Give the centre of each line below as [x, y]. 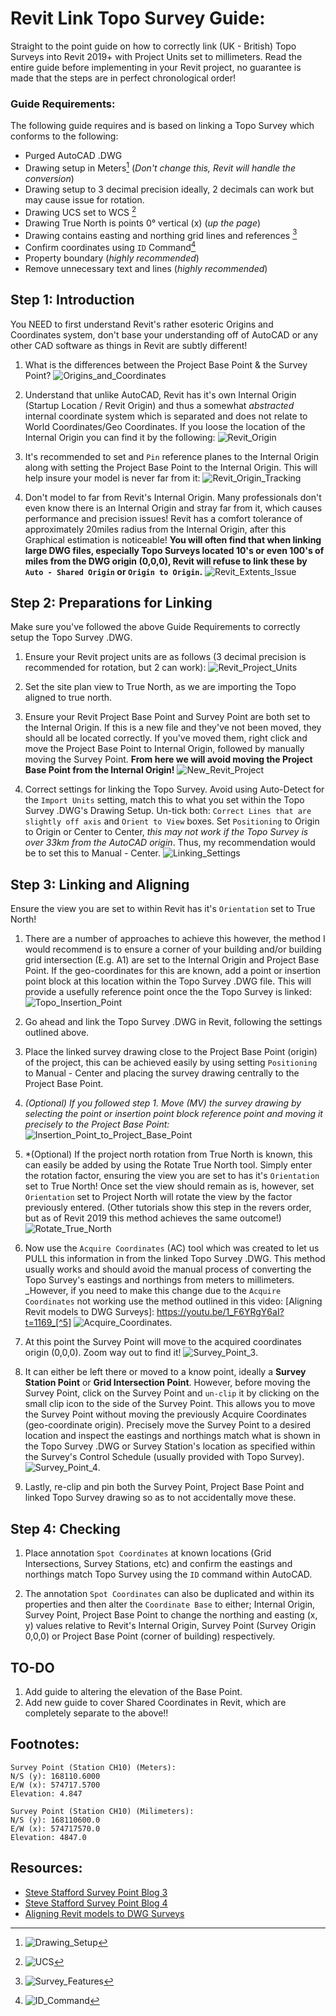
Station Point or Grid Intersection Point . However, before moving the [167, 1383]
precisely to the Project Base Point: [97, 1124]
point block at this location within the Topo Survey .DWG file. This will [168, 981]
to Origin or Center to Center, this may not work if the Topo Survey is [166, 832]
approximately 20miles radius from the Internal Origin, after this [155, 529]
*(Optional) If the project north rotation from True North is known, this [168, 1154]
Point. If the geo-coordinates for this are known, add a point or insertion [173, 971]
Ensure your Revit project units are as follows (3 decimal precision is [165, 657]
